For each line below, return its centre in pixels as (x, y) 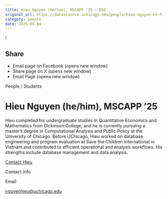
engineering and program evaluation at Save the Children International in (80, 142)
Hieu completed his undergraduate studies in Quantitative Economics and (81, 120)
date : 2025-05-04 (23, 24)
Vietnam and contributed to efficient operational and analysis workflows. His (84, 147)
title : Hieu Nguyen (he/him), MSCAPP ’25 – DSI (56, 10)
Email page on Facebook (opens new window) (60, 66)
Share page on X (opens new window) (52, 71)
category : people (23, 19)
